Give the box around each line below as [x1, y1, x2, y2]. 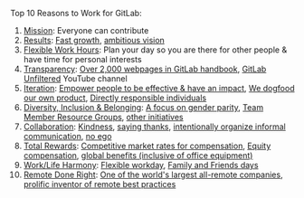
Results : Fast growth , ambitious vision [23, 35, 166, 45]
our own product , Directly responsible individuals [23, 92, 207, 103]
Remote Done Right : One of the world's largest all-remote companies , [23, 169, 283, 180]
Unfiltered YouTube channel [23, 73, 128, 84]
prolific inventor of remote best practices [23, 179, 176, 189]
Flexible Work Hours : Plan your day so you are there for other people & [23, 44, 288, 55]
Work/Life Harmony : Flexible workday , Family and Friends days [23, 160, 259, 170]
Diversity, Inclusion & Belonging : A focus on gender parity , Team [23, 102, 264, 112]
